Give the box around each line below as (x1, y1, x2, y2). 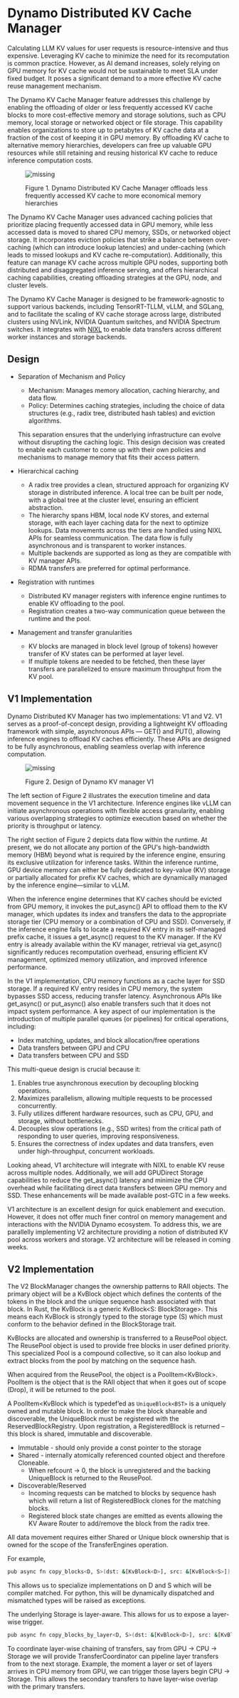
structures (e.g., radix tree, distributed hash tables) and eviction (28, 409, 216, 417)
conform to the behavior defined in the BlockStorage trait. (7, 1320, 176, 1329)
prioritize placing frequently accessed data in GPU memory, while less (7, 220, 213, 229)
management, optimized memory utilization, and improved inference (7, 955, 208, 963)
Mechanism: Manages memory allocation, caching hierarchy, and (28, 386, 221, 394)
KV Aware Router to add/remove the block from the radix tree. (28, 1519, 210, 1528)
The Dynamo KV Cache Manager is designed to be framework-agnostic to (7, 295, 225, 303)
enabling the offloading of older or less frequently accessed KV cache (7, 103, 213, 111)
